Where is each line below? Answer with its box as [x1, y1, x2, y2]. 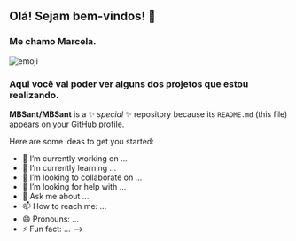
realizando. [9, 89, 59, 101]
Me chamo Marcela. [9, 35, 97, 48]
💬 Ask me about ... [21, 190, 90, 201]
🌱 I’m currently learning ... [21, 162, 117, 173]
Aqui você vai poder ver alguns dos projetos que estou [9, 77, 249, 89]
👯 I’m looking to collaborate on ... [21, 172, 143, 183]
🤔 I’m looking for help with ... [21, 181, 127, 191]
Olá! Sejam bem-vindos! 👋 [9, 9, 157, 24]
